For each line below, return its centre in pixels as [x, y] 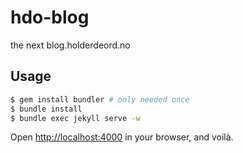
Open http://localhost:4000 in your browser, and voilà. [122, 137]
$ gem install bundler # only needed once [100, 99]
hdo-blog [50, 17]
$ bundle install [46, 109]
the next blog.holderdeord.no [70, 45]
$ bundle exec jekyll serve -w [75, 118]
